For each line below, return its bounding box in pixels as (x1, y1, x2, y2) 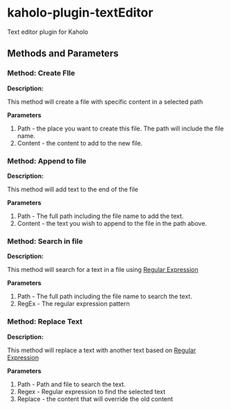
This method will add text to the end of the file (7, 185, 138, 193)
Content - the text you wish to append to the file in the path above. (17, 219, 207, 227)
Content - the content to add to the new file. (17, 139, 143, 147)
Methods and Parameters (7, 48, 119, 59)
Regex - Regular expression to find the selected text (17, 387, 166, 396)
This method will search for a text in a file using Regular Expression (7, 266, 198, 274)
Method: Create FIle (7, 68, 75, 78)
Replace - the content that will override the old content (17, 395, 174, 403)
